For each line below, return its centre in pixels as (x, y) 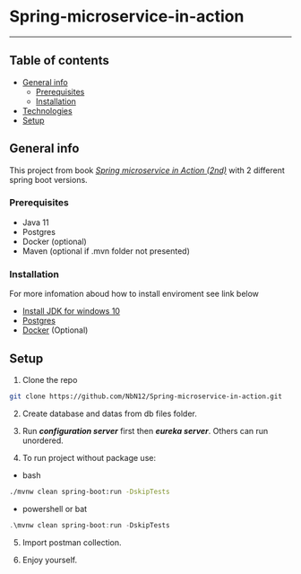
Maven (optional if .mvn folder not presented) (106, 251)
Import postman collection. (72, 542)
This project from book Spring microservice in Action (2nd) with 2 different (147, 170)
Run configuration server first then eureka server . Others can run (145, 430)
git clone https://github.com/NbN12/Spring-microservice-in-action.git (146, 396)
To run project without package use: (89, 457)
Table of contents (59, 61)
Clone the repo (50, 379)
